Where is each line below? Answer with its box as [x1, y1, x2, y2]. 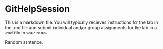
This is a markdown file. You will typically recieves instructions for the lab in [5, 19, 158, 25]
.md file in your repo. [5, 30, 48, 35]
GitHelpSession [5, 3, 70, 15]
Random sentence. [5, 39, 43, 45]
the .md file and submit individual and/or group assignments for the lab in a [5, 24, 157, 30]
